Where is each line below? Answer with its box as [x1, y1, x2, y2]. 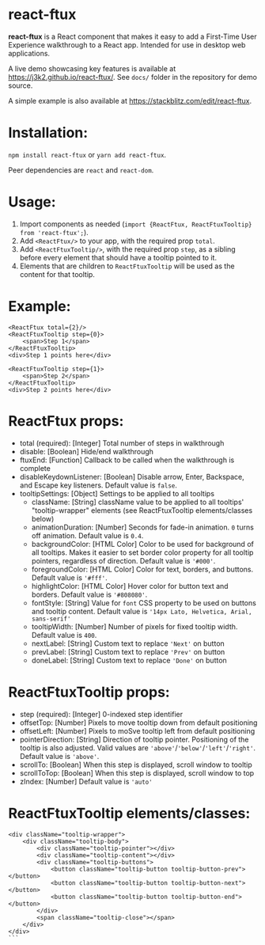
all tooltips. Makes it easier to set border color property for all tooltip [31, 548, 254, 557]
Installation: [8, 124, 89, 142]
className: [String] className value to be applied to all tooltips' [31, 497, 244, 507]
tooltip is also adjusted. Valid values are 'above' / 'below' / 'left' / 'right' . [19, 742, 256, 753]
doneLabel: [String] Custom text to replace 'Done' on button [31, 655, 227, 665]
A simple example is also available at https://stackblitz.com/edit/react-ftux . [8, 96, 252, 105]
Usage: [8, 193, 57, 211]
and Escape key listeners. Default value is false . [19, 480, 178, 490]
